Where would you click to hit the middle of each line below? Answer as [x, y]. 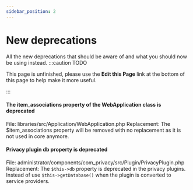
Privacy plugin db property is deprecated [57, 150]
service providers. [28, 181]
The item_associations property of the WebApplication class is [84, 105]
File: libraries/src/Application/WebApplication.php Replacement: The [88, 124]
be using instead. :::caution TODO [47, 62]
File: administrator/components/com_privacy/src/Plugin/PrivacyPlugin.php [95, 162]
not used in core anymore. [38, 136]
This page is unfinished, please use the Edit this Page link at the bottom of [96, 74]
